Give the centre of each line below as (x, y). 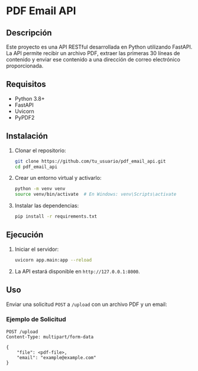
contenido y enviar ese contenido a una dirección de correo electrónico (93, 59)
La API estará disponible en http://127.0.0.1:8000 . (77, 271)
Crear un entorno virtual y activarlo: (58, 178)
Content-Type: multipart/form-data (50, 337)
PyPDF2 (25, 117)
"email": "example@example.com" (56, 357)
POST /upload (22, 332)
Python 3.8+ (30, 98)
